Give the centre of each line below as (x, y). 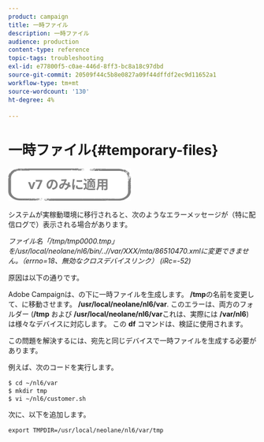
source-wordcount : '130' (49, 91)
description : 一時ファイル (49, 33)
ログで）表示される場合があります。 (73, 225)
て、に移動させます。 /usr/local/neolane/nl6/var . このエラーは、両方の (124, 304)
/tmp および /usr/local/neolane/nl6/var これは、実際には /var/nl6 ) (141, 314)
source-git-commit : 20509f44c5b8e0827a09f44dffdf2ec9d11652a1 (112, 75)
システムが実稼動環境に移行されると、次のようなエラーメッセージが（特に (129, 215)
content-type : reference (49, 50)
